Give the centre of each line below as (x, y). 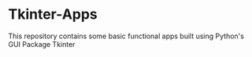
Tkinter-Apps (53, 14)
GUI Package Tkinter (42, 44)
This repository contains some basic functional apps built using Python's (126, 36)
